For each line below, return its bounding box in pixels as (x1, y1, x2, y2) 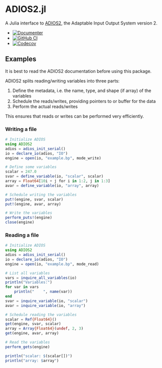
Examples (5, 55, 36, 63)
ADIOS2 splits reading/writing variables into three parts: (5, 77, 120, 83)
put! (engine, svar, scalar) (5, 196, 64, 202)
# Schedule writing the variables (5, 192, 77, 197)
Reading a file (5, 231, 39, 238)
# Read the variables (5, 340, 50, 345)
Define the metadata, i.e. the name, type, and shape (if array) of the (12, 87, 152, 93)
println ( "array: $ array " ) (5, 358, 59, 363)
